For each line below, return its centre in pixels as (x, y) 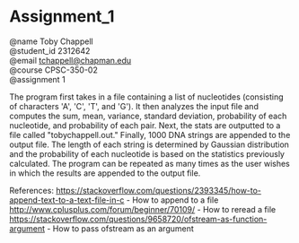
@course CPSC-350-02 (54, 70)
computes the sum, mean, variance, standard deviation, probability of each (148, 116)
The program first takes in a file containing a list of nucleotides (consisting (147, 97)
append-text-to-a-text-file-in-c (67, 200)
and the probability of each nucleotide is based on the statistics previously (147, 153)
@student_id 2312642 (50, 50)
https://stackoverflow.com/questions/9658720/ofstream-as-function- (138, 219)
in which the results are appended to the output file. (105, 173)
